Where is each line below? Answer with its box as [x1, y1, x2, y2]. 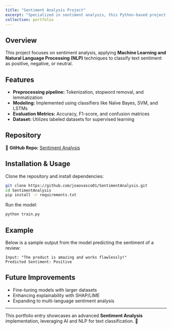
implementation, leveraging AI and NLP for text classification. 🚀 [5, 318, 138, 324]
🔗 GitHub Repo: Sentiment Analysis [5, 145, 80, 151]
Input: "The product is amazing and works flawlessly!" [5, 255, 127, 260]
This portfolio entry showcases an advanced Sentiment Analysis [5, 312, 143, 318]
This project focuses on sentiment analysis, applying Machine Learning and [5, 50, 166, 56]
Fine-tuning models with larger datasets [12, 286, 97, 293]
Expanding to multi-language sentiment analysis [12, 298, 115, 304]
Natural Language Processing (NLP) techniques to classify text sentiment [5, 55, 162, 61]
